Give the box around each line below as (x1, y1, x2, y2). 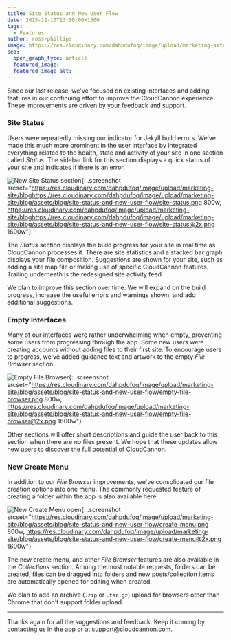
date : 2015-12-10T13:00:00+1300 (7, 16, 100, 23)
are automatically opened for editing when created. (7, 577, 153, 586)
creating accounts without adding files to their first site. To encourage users (7, 345, 222, 354)
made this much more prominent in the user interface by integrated (7, 141, 197, 149)
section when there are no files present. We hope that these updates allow (7, 438, 218, 446)
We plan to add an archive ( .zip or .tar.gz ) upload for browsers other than (7, 591, 220, 599)
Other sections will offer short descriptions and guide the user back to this (7, 430, 218, 439)
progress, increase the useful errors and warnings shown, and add (7, 290, 196, 299)
